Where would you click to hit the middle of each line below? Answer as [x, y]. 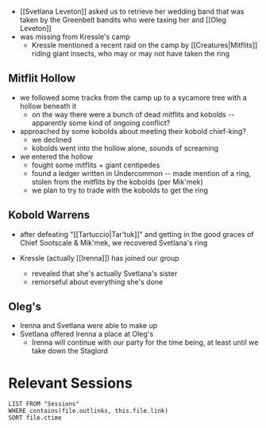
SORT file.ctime [35, 418]
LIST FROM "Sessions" [44, 404]
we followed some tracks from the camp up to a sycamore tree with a [133, 97]
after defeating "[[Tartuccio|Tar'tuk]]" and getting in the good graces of [137, 234]
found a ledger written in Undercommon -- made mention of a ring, [141, 173]
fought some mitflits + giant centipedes [96, 165]
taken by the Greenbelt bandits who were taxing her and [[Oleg [123, 20]
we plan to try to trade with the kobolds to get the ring [120, 190]
